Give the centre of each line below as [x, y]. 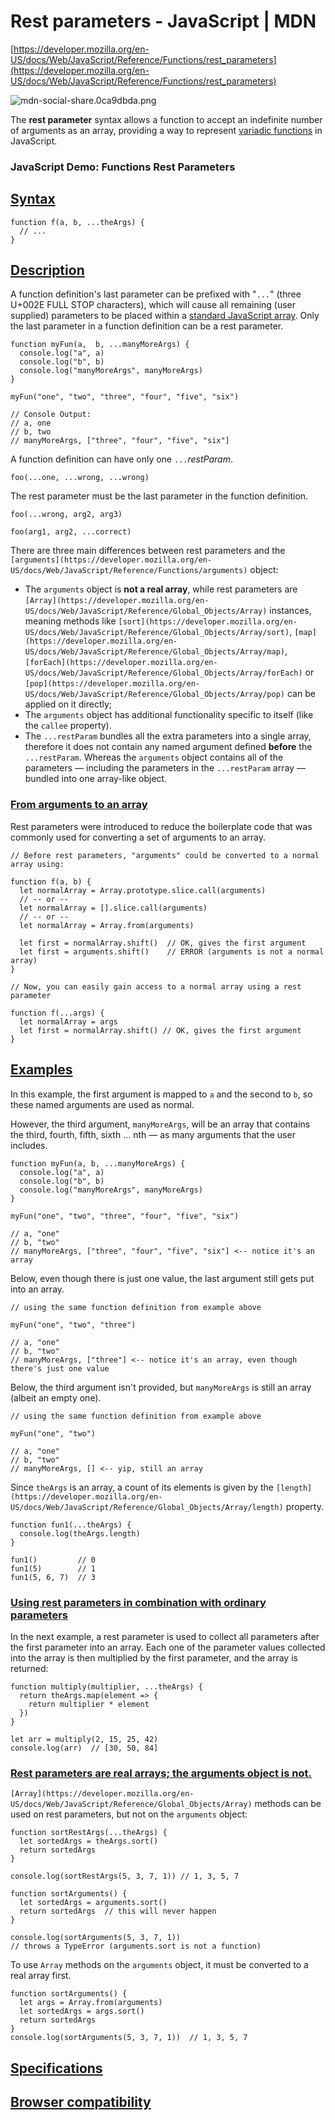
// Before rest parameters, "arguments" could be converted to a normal [165, 855]
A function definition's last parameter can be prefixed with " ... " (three [156, 294]
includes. [29, 1145]
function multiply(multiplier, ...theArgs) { [106, 1686]
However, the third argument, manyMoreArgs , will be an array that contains [160, 1124]
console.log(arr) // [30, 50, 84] [84, 1748]
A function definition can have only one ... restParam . [121, 459]
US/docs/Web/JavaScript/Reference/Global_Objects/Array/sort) [157, 633]
